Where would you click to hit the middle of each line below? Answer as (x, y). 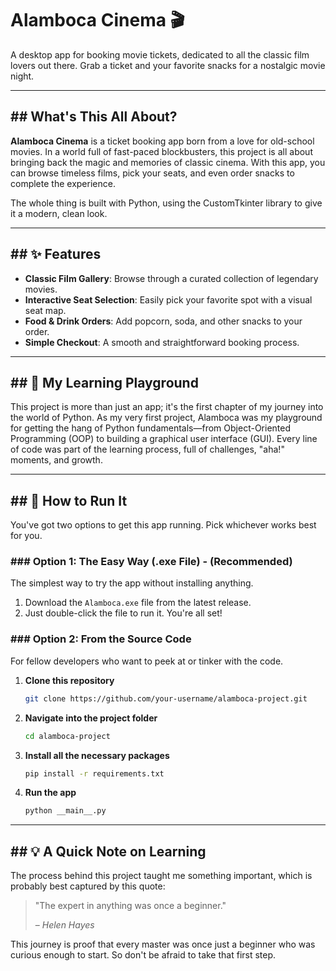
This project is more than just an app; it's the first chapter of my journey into (167, 407)
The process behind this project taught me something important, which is (161, 876)
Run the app (50, 793)
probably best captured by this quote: (88, 886)
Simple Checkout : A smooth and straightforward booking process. (162, 342)
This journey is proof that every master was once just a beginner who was (163, 944)
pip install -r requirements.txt (94, 773)
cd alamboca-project (67, 736)
